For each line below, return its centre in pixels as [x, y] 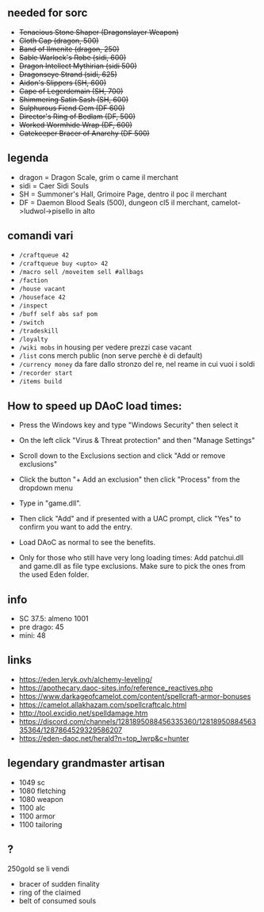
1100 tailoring [40, 824]
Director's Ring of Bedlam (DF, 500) [77, 116]
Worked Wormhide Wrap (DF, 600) [75, 124]
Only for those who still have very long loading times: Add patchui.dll [131, 558]
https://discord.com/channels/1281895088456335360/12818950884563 [138, 721]
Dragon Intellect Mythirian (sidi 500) [78, 66]
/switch [31, 323]
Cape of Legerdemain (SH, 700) [71, 91]
